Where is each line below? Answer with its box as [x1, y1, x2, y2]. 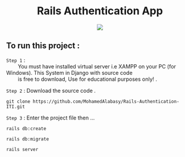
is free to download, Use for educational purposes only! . [17, 76, 158, 83]
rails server [6, 146, 39, 152]
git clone [6, 98, 31, 105]
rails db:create [6, 125, 46, 131]
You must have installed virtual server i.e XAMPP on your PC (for [17, 62, 177, 70]
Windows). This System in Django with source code [6, 69, 133, 76]
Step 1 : [6, 56, 26, 64]
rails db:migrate [6, 136, 49, 142]
